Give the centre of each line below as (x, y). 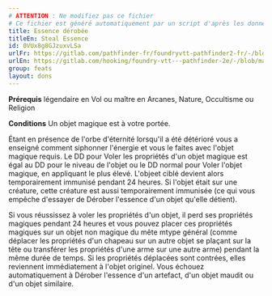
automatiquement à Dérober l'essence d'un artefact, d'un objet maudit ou (131, 275)
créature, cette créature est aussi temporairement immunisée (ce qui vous (132, 190)
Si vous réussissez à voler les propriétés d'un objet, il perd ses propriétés (131, 214)
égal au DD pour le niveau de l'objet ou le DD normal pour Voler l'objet (125, 165)
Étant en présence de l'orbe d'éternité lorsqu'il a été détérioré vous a (123, 139)
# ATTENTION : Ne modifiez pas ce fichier (81, 16)
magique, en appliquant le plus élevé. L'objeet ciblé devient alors (116, 173)
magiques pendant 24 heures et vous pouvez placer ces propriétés (121, 223)
